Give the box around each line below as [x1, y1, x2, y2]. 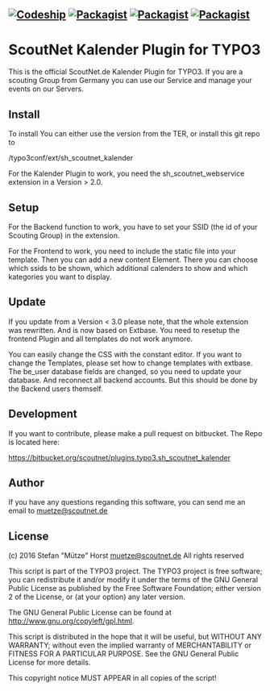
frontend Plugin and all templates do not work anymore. [8, 334, 193, 343]
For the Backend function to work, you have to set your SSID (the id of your [8, 222, 258, 231]
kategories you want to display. [8, 272, 112, 281]
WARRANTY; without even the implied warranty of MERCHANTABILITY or [8, 640, 252, 650]
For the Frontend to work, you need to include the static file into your [8, 246, 236, 256]
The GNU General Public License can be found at [8, 608, 172, 618]
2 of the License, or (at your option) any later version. [8, 592, 185, 602]
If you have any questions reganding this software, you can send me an [8, 497, 246, 507]
